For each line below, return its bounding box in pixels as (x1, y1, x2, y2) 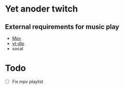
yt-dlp (12, 41, 25, 46)
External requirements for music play (5, 23, 120, 31)
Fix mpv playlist (12, 78, 44, 84)
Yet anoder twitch (5, 3, 78, 15)
